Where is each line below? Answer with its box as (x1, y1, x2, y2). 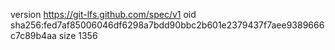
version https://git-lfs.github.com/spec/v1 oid (10, 9, 197, 20)
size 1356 (58, 30, 98, 41)
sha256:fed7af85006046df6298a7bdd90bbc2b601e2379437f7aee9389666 (10, 19, 325, 31)
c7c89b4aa (10, 30, 57, 41)
